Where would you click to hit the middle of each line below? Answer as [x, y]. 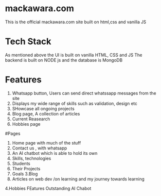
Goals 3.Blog [25, 174]
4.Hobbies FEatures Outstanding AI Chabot [48, 188]
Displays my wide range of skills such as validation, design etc [75, 103]
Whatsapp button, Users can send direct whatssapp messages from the [84, 93]
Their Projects [26, 168]
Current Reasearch [31, 119]
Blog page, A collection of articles [46, 114]
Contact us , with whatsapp [39, 148]
